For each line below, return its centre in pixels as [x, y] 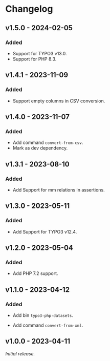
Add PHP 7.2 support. [35, 273]
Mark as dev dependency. [40, 148]
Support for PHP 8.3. [35, 59]
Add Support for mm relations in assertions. [59, 189]
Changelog [29, 9]
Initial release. [20, 353]
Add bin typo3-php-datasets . [43, 315]
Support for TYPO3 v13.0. [40, 53]
